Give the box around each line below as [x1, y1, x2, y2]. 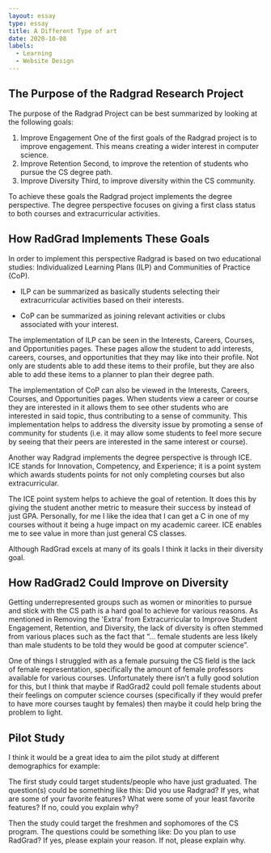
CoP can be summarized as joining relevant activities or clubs [19, 311, 226, 320]
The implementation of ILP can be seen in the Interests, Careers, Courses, [8, 335, 255, 345]
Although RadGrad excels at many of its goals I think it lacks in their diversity [8, 544, 264, 554]
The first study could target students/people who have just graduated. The [8, 777, 257, 787]
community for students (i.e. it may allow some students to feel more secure [8, 428, 262, 438]
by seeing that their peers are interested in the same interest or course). [8, 436, 248, 446]
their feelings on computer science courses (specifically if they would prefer [8, 690, 263, 700]
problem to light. [8, 707, 63, 717]
